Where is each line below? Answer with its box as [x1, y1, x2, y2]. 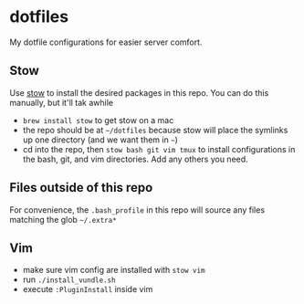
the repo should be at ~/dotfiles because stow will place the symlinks [22, 124, 288, 135]
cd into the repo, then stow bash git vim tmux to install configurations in [22, 143, 296, 154]
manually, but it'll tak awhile [9, 97, 114, 108]
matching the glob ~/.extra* [9, 214, 117, 225]
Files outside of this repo [9, 180, 153, 195]
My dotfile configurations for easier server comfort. [9, 37, 203, 47]
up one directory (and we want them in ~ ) [22, 134, 178, 145]
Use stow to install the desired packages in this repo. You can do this [9, 87, 269, 98]
